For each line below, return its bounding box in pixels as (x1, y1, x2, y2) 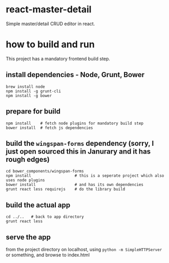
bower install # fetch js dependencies (6, 125, 94, 130)
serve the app (6, 233, 51, 241)
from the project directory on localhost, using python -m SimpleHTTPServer (6, 246, 162, 252)
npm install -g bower (6, 93, 52, 98)
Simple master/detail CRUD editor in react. (6, 21, 95, 27)
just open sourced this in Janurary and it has (6, 147, 151, 156)
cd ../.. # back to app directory (6, 214, 84, 219)
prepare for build (6, 107, 61, 116)
